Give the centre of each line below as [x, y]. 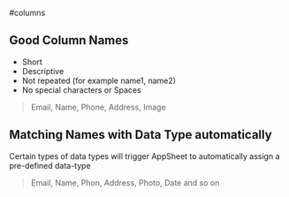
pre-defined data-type [50, 165]
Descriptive [43, 71]
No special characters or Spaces [81, 90]
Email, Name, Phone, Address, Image [98, 107]
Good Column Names [69, 40]
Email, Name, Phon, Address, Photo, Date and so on [125, 182]
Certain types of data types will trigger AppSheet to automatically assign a [144, 156]
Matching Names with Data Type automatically [141, 135]
